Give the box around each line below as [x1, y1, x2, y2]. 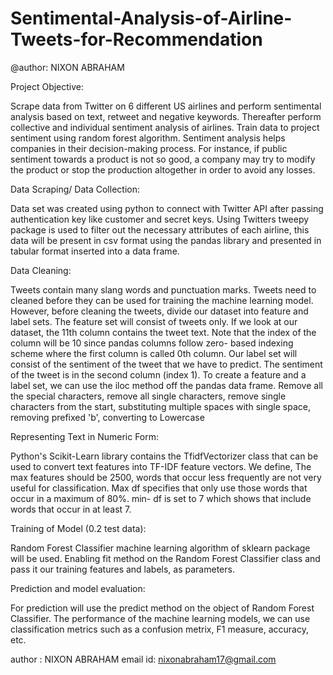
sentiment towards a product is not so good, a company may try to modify [10, 153, 316, 165]
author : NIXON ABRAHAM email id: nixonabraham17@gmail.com [10, 653, 277, 665]
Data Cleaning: [10, 264, 72, 276]
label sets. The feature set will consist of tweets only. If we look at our [10, 315, 298, 327]
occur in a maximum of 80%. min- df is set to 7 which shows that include [10, 492, 312, 504]
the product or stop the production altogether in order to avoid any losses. [10, 163, 316, 176]
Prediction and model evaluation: [10, 582, 146, 594]
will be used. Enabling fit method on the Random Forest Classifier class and [10, 552, 321, 564]
